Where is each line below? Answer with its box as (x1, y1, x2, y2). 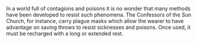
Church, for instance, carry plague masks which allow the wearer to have (6, 18, 184, 24)
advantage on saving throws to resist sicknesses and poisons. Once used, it (6, 24, 191, 31)
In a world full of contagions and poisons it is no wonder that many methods (6, 5, 191, 12)
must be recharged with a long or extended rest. (6, 30, 124, 37)
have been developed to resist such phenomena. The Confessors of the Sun (6, 11, 192, 18)
